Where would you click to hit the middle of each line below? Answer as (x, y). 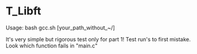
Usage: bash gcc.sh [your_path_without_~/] (60, 28)
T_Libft (23, 11)
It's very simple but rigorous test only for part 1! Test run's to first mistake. (98, 39)
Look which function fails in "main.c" (52, 46)
